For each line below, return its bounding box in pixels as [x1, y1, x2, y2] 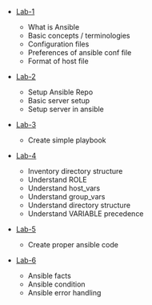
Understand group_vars [27, 192, 106, 201]
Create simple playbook [27, 135, 106, 145]
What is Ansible [27, 22, 80, 31]
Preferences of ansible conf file [27, 48, 132, 57]
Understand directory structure [27, 200, 130, 210]
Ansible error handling [27, 288, 102, 297]
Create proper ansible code [27, 240, 118, 249]
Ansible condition [27, 279, 86, 289]
